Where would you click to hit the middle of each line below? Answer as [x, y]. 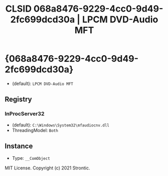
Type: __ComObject [31, 158]
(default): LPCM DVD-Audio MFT [43, 83]
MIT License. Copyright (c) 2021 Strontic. [47, 168]
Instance [19, 146]
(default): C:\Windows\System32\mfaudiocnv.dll [61, 125]
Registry [18, 99]
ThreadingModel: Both [35, 130]
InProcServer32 [25, 114]
